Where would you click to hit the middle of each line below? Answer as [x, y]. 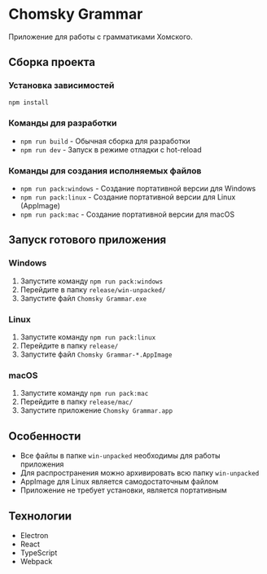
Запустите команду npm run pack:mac [84, 393]
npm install [28, 103]
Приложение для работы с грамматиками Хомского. [101, 37]
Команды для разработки [63, 123]
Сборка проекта [52, 62]
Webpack [36, 561]
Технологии [40, 516]
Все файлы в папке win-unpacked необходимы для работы [120, 456]
